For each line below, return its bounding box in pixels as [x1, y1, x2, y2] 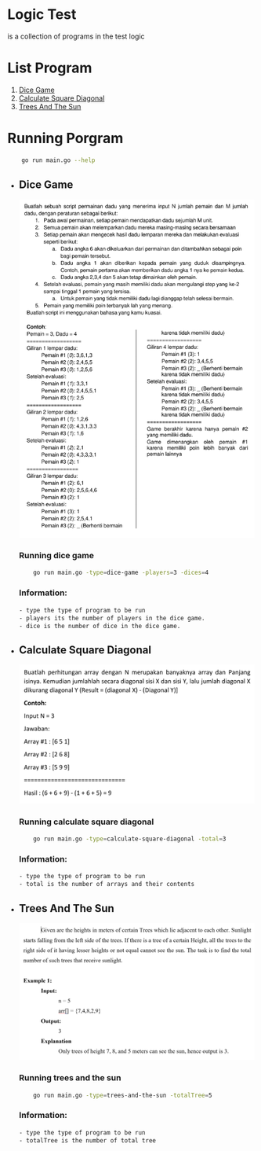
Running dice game [18, 550, 95, 561]
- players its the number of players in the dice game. [18, 614, 205, 622]
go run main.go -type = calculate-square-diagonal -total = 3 [33, 835, 227, 843]
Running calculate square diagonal [18, 816, 154, 827]
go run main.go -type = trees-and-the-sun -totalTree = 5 [33, 1091, 212, 1099]
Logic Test [7, 6, 77, 24]
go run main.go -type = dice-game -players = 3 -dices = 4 [33, 568, 209, 577]
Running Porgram [7, 130, 124, 147]
